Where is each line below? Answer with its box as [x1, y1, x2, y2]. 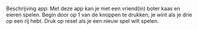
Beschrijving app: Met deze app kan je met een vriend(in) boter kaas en [6, 5, 180, 12]
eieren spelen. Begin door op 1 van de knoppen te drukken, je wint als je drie [6, 11, 192, 18]
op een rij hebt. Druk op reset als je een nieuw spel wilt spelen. [6, 18, 160, 24]
